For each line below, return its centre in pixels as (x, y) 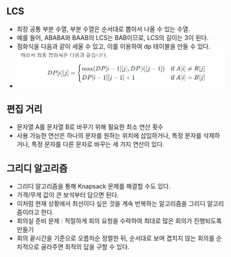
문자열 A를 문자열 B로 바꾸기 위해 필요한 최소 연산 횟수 (90, 127)
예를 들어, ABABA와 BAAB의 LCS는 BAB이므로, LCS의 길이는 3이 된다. (112, 37)
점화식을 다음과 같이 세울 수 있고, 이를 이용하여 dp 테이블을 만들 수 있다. (113, 46)
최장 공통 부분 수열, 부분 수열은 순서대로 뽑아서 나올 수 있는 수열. (103, 29)
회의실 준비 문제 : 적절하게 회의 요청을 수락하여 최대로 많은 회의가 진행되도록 (119, 221)
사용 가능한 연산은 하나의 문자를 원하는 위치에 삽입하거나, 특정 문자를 (109, 136)
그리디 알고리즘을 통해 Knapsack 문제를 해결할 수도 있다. (94, 186)
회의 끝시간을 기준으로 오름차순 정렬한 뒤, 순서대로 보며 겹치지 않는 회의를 (115, 238)
